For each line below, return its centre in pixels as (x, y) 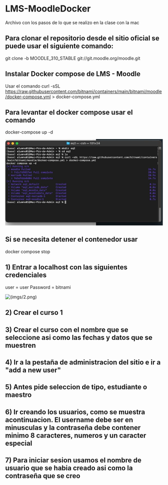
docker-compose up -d (29, 132)
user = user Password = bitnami (38, 287)
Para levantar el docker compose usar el (69, 112)
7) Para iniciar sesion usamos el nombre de (73, 460)
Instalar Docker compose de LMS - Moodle (73, 74)
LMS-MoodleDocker (48, 9)
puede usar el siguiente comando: (59, 46)
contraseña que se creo (43, 476)
